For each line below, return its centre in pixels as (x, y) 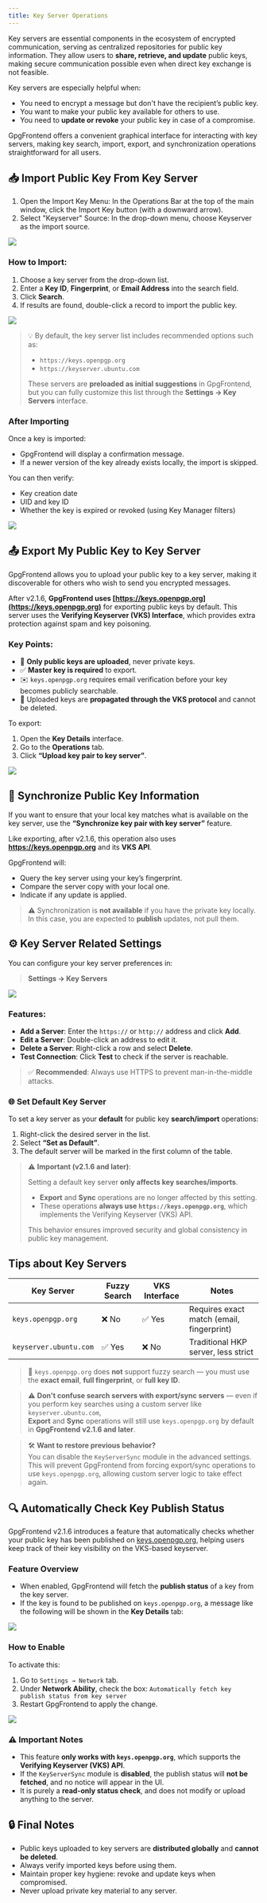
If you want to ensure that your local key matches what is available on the (128, 815)
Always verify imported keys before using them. (98, 1865)
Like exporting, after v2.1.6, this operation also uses (92, 838)
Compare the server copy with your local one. (95, 886)
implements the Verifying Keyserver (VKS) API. (116, 1214)
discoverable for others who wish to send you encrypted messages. (120, 583)
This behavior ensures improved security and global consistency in (137, 1230)
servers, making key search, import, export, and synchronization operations (132, 143)
